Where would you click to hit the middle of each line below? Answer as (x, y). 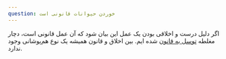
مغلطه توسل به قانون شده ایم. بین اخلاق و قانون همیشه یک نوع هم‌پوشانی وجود (112, 41)
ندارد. (15, 48)
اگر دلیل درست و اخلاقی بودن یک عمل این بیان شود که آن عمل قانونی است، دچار (114, 33)
